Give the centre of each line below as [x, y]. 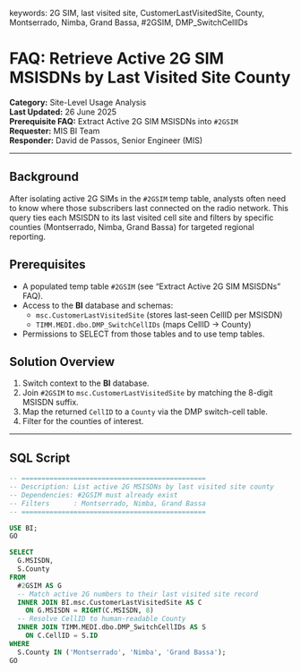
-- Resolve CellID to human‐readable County [102, 619]
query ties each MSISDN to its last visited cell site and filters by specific [142, 217]
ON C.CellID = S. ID [62, 636]
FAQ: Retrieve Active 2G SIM [116, 59]
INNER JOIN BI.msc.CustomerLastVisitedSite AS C [110, 602]
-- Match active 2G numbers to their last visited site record [138, 594]
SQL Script [40, 458]
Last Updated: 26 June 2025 [63, 112]
